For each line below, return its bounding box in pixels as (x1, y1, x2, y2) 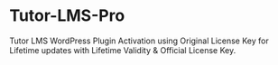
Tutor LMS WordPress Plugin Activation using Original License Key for (9, 35, 269, 46)
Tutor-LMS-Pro (9, 5, 125, 26)
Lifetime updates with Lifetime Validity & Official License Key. (9, 44, 236, 55)
